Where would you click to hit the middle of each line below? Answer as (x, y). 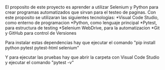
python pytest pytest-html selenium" (42, 48)
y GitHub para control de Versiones (41, 33)
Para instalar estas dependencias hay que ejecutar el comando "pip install (80, 43)
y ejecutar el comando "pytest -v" (39, 62)
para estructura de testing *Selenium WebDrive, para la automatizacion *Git (82, 28)
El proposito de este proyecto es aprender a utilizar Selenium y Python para (82, 7)
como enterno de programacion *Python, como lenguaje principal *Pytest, (81, 23)
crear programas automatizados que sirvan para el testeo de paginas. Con (81, 12)
